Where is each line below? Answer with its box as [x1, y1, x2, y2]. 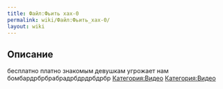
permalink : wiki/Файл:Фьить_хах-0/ [7, 17, 110, 23]
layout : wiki [7, 23, 45, 30]
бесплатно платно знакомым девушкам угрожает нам [7, 67, 169, 75]
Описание [7, 48, 53, 60]
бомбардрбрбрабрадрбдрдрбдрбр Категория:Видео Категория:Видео [7, 74, 217, 83]
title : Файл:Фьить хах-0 [7, 10, 79, 17]
